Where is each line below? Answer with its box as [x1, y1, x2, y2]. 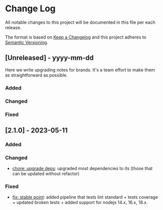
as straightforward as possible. [5, 72, 68, 78]
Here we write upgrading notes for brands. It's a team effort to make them [5, 67, 155, 73]
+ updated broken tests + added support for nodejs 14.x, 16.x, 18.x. [12, 200, 148, 206]
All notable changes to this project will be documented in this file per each [5, 19, 156, 25]
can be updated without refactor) [12, 171, 80, 177]
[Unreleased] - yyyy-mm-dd [5, 54, 94, 62]
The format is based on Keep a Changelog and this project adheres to [5, 34, 147, 40]
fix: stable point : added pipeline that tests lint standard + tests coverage [12, 194, 159, 200]
